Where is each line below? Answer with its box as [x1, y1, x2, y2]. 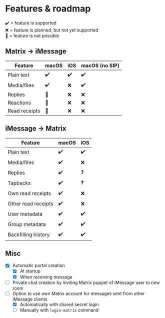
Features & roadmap [5, 3, 91, 14]
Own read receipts [7, 190, 51, 197]
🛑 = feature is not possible [5, 32, 59, 38]
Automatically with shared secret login [19, 301, 99, 307]
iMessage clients [12, 296, 47, 302]
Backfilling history [7, 231, 50, 238]
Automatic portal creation [12, 262, 65, 268]
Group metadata [7, 221, 46, 228]
